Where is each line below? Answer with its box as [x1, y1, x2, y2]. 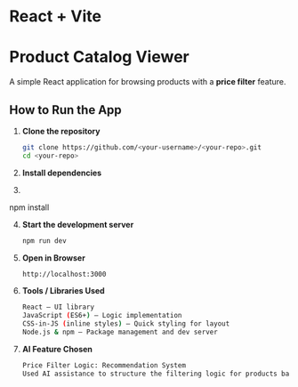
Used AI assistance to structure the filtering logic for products [21, 369, 278, 378]
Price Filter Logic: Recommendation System [21, 360, 187, 370]
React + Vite [9, 6, 102, 27]
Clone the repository [21, 125, 101, 136]
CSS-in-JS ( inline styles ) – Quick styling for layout [21, 319, 230, 328]
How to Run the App [9, 102, 122, 117]
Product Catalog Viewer [9, 47, 189, 68]
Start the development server [21, 219, 134, 230]
